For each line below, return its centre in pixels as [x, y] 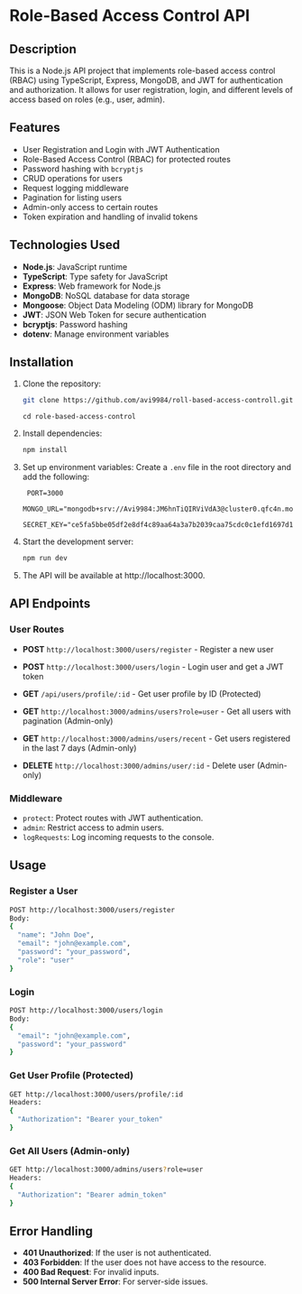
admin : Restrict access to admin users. [93, 827]
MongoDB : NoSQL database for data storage [106, 295]
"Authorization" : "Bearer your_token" [91, 1120]
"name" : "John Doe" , [56, 935]
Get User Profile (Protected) [71, 1076]
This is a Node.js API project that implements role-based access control [142, 70]
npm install [45, 450]
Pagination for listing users [72, 197]
